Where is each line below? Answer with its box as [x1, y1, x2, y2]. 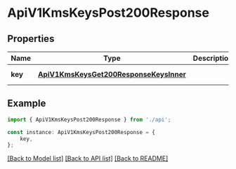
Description [192, 54, 233, 63]
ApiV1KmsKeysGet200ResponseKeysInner [37, 70, 186, 79]
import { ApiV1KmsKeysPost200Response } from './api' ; [7, 116, 171, 123]
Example [7, 98, 46, 110]
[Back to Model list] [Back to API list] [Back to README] [7, 154, 169, 163]
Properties [7, 33, 55, 45]
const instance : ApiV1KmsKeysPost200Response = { [7, 128, 156, 135]
